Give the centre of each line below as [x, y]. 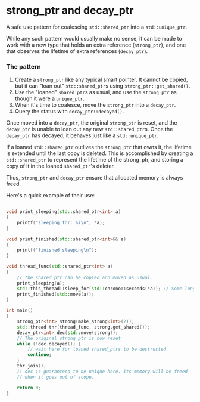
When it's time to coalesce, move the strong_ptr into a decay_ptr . [95, 105]
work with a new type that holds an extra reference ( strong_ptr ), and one [96, 45]
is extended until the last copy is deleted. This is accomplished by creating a [100, 153]
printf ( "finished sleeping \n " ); [57, 250]
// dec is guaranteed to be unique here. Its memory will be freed [102, 371]
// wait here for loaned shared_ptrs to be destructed [97, 350]
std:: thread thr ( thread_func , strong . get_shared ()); [84, 327]
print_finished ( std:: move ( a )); [56, 294]
